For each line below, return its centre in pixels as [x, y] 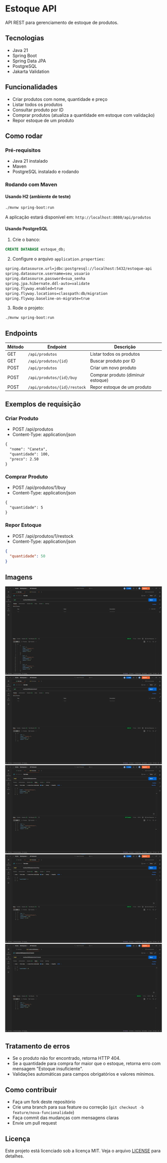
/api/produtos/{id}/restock [57, 387]
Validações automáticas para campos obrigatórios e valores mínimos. [83, 1074]
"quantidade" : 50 [28, 556]
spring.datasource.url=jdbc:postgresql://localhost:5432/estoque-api [79, 269]
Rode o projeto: [28, 308]
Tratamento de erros [38, 1046]
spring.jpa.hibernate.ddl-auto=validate [48, 284]
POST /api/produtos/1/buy [39, 487]
